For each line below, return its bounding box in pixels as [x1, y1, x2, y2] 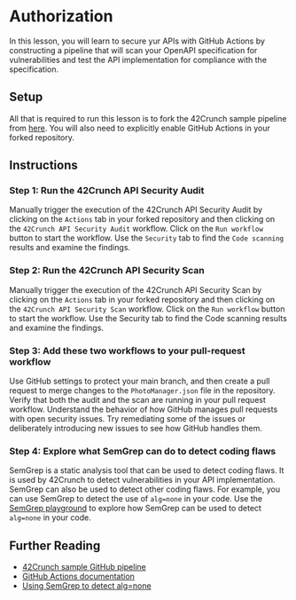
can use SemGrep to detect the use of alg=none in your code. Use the [9, 493, 263, 504]
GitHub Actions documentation [21, 571, 136, 582]
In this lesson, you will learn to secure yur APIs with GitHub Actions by [9, 36, 266, 46]
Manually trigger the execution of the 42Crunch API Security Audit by [9, 204, 263, 215]
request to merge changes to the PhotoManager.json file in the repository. [9, 385, 277, 396]
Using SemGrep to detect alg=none [21, 580, 152, 591]
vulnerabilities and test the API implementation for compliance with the [9, 54, 268, 65]
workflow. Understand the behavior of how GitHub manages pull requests [9, 404, 278, 414]
